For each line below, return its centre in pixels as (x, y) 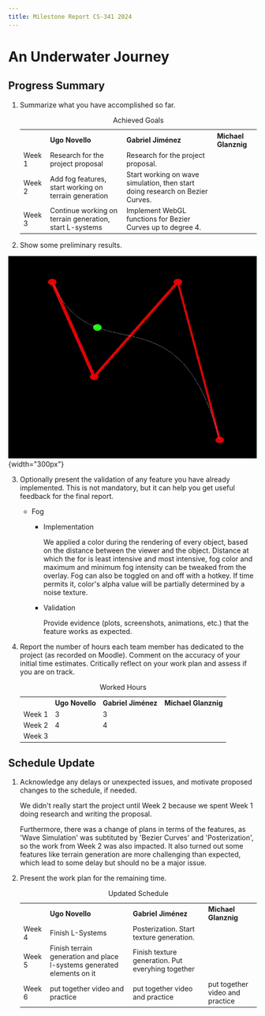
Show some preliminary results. (71, 245)
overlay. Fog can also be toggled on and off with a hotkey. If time (148, 575)
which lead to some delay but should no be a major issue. (113, 863)
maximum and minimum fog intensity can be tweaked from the (145, 568)
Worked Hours (123, 688)
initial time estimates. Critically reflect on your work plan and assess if (133, 664)
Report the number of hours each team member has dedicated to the (132, 647)
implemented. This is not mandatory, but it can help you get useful (127, 488)
